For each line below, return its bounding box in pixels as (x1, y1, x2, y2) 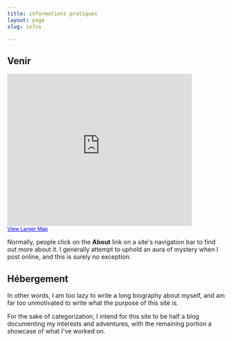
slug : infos (7, 23, 42, 30)
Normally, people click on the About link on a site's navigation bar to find (7, 238, 216, 246)
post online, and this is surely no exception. (7, 253, 131, 261)
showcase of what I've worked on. (7, 327, 106, 335)
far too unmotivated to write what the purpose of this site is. (7, 299, 179, 307)
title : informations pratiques (7, 10, 98, 17)
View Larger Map (7, 225, 49, 233)
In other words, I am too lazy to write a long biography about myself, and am (7, 292, 225, 299)
